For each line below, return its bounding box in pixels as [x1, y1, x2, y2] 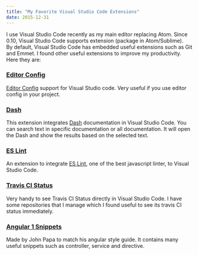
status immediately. [6, 207, 54, 214]
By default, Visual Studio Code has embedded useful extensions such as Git [6, 43, 193, 51]
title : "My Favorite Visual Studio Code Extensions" [6, 8, 140, 15]
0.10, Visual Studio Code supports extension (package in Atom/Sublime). [6, 37, 184, 44]
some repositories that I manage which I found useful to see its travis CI [6, 201, 182, 209]
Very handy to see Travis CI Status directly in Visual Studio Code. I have [6, 195, 183, 202]
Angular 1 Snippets [6, 222, 62, 231]
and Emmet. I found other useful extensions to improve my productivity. [6, 49, 181, 57]
